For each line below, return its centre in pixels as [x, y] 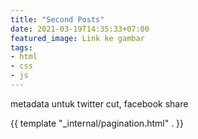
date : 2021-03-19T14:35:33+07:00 [80, 29]
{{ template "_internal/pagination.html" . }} [97, 123]
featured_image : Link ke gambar [77, 38]
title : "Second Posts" [57, 19]
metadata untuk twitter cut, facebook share [99, 103]
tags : [21, 47]
